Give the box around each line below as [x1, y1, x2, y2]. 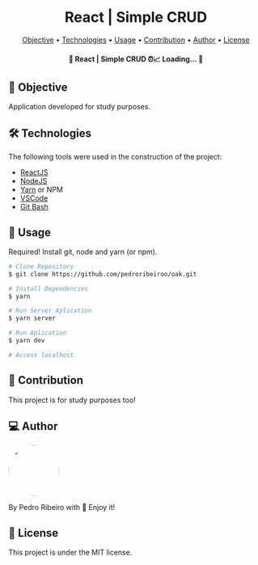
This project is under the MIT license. [8, 547, 133, 558]
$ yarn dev [8, 337, 45, 345]
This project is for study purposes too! [8, 395, 136, 405]
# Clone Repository [8, 262, 74, 270]
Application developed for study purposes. [8, 102, 151, 112]
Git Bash [19, 202, 49, 212]
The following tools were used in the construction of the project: [8, 152, 222, 162]
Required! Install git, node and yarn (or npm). [8, 247, 158, 257]
